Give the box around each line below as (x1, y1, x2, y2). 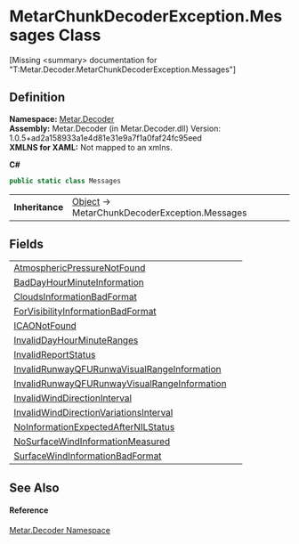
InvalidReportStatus (13, 349, 96, 361)
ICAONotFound (13, 320, 77, 332)
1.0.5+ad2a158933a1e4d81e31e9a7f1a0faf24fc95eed (9, 132, 203, 143)
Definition (9, 90, 65, 105)
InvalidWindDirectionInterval (13, 392, 132, 404)
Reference (9, 505, 49, 516)
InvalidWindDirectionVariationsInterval (13, 407, 174, 419)
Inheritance (13, 200, 64, 213)
